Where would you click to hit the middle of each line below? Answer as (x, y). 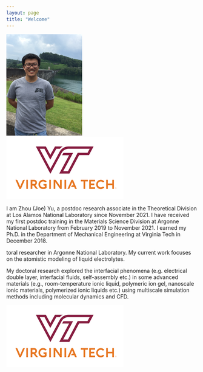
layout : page (23, 13)
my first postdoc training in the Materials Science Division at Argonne (93, 221)
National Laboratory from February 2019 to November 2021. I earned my (96, 227)
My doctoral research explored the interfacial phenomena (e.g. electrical (97, 270)
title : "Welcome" (28, 19)
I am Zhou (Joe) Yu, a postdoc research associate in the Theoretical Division (101, 208)
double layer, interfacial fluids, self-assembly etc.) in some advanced (92, 277)
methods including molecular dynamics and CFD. (68, 296)
